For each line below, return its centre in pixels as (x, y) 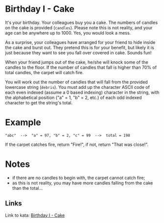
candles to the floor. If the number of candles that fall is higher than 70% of (81, 67)
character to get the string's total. (39, 102)
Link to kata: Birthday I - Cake (35, 215)
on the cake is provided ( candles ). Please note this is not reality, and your (79, 27)
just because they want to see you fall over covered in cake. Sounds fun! (78, 53)
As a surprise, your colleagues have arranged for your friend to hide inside (80, 42)
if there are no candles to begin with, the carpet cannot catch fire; (79, 178)
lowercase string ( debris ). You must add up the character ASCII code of (78, 87)
